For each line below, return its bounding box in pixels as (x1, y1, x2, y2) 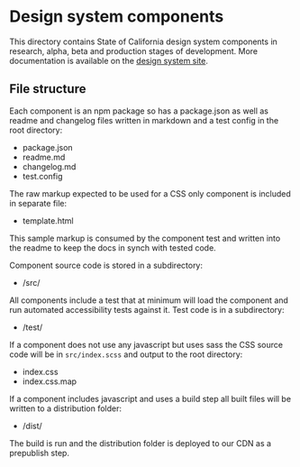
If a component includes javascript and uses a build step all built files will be (9, 393, 291, 404)
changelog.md (22, 160, 77, 172)
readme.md (22, 151, 66, 162)
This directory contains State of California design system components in (9, 36, 277, 47)
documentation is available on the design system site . (9, 55, 209, 66)
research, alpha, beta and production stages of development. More (9, 45, 259, 56)
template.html (22, 215, 74, 226)
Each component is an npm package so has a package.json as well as (9, 105, 268, 116)
